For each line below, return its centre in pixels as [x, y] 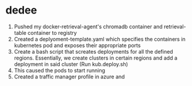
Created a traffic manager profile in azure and [69, 77]
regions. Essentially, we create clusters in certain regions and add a [95, 58]
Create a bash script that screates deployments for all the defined [94, 51]
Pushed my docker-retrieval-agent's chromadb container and [88, 27]
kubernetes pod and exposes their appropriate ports [77, 45]
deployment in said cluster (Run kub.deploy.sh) [71, 64]
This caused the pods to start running [60, 70]
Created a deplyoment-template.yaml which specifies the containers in [100, 39]
